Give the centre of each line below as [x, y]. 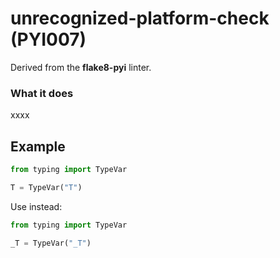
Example [38, 146]
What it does [42, 93]
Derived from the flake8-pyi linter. [81, 67]
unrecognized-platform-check [140, 18]
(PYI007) [48, 39]
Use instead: [36, 206]
